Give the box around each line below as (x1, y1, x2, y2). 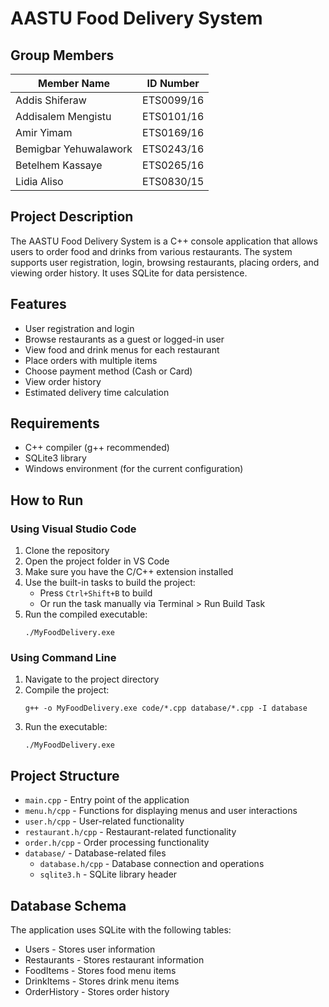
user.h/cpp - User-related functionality (24, 815, 185, 827)
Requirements (10, 415, 100, 432)
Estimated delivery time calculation (24, 386, 170, 398)
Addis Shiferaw (15, 93, 87, 107)
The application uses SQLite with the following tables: (10, 924, 232, 936)
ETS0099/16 (142, 93, 205, 107)
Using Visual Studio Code (10, 522, 137, 536)
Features (10, 296, 67, 313)
